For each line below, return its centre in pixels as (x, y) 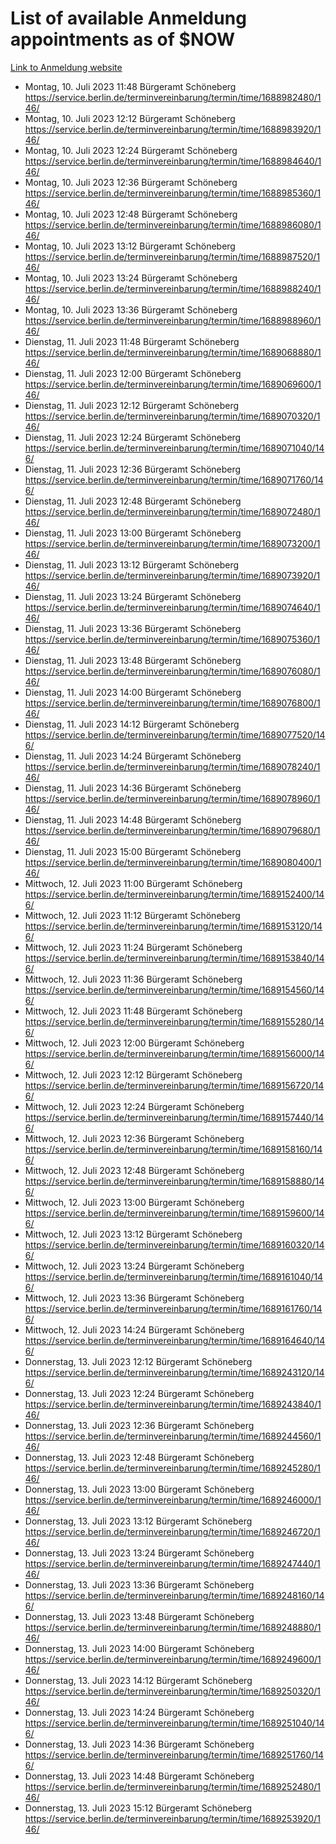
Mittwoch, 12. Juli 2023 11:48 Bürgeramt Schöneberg (133, 1011)
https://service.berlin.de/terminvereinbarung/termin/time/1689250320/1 (173, 1691)
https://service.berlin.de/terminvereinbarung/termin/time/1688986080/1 (173, 224)
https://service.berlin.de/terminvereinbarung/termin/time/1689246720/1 (172, 1531)
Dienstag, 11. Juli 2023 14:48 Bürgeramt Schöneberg (133, 819)
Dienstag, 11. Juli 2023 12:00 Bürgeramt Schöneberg (133, 373)
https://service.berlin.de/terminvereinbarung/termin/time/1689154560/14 (174, 989)
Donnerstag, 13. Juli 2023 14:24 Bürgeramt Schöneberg (139, 1712)
